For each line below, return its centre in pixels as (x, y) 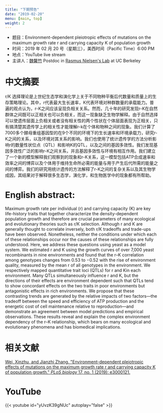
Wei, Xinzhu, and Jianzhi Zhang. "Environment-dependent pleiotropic (74, 362)
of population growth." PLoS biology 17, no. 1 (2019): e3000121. (68, 372)
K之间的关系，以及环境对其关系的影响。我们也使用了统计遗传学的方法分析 (79, 139)
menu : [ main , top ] (24, 18)
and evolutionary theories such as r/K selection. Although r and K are (74, 224)
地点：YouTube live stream (39, 55)
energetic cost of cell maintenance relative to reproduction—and (70, 306)
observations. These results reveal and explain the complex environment (78, 317)
